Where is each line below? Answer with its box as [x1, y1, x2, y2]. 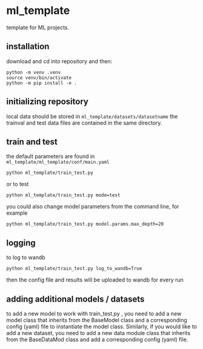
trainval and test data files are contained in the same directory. [6, 119, 162, 126]
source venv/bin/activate [6, 74, 72, 81]
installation [6, 41, 50, 52]
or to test [6, 181, 29, 188]
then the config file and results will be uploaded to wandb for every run [6, 276, 184, 283]
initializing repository [6, 97, 89, 107]
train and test [6, 136, 58, 147]
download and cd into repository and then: [6, 57, 113, 64]
